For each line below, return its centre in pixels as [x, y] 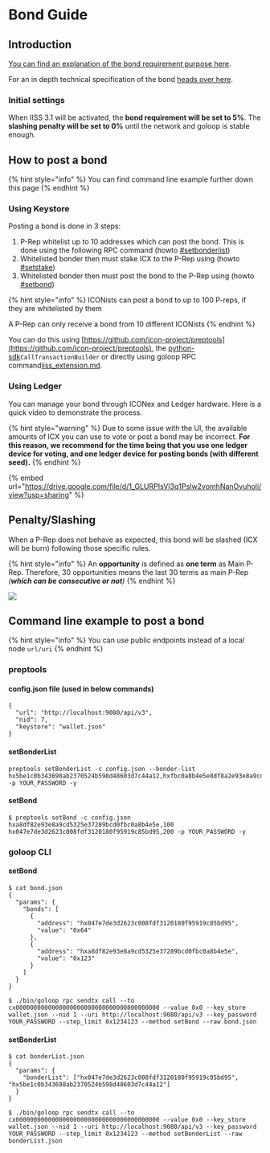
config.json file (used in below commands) [81, 688]
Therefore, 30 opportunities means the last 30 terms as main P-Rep [137, 572]
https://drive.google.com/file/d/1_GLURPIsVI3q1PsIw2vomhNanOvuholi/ [143, 486]
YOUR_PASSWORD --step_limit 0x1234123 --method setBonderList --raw [125, 1134]
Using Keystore [39, 209]
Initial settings [37, 100]
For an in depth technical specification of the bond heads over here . [121, 79]
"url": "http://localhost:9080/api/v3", [84, 713]
